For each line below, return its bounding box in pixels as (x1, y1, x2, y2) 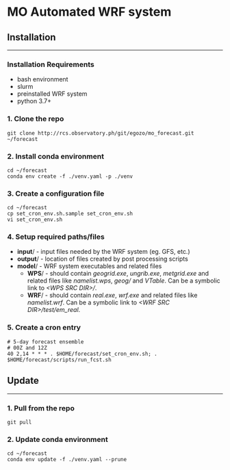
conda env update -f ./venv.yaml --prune (7, 456, 127, 463)
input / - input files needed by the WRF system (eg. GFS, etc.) (16, 248, 190, 256)
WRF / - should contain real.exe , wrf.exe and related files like (27, 291, 198, 300)
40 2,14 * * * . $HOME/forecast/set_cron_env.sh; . (7, 350, 157, 357)
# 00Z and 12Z (7, 344, 48, 351)
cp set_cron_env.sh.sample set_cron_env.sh (7, 210, 133, 218)
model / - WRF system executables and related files (16, 262, 162, 270)
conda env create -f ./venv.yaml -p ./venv (7, 172, 133, 180)
